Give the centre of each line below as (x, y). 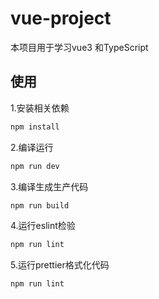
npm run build (40, 205)
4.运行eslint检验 (43, 226)
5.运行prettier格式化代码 (60, 265)
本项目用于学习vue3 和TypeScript (79, 47)
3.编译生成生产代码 (49, 186)
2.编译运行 (32, 147)
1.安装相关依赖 (40, 108)
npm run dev (35, 166)
